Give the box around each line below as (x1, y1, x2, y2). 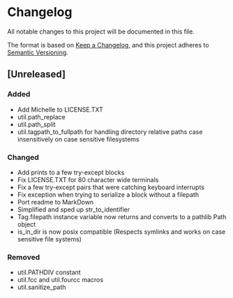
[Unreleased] (7, 68, 66, 80)
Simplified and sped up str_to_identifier (17, 205, 130, 214)
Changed (7, 152, 40, 162)
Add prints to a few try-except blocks (17, 168, 125, 177)
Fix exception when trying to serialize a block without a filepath (17, 190, 200, 199)
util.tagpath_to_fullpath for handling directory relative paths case (17, 127, 203, 136)
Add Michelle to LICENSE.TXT (17, 105, 103, 114)
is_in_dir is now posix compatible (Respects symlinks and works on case (17, 228, 226, 236)
